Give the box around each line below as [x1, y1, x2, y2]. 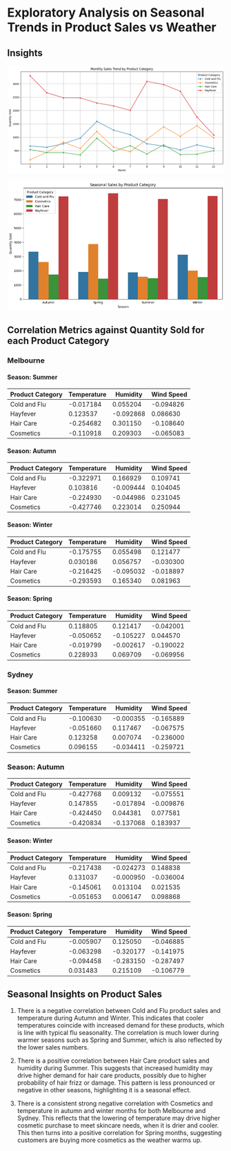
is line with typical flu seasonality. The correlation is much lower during [17, 1029, 219, 1037]
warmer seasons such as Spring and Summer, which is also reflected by [17, 1036, 223, 1044]
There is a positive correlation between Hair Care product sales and [17, 1056, 210, 1065]
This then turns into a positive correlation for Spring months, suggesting [17, 1129, 222, 1137]
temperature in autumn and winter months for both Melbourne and [17, 1107, 206, 1115]
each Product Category [7, 335, 110, 347]
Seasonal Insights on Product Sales [7, 989, 162, 1000]
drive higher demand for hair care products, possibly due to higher [17, 1072, 207, 1080]
